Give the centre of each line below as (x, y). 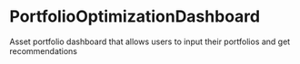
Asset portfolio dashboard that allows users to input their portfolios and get (150, 41)
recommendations (44, 50)
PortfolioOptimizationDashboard (135, 17)
